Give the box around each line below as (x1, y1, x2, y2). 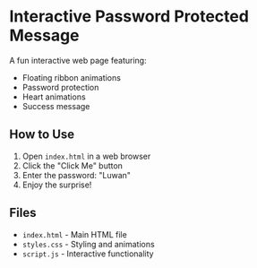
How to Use (9, 127, 75, 143)
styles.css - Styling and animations (21, 238, 155, 249)
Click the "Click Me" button (21, 160, 124, 171)
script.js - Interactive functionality (21, 248, 154, 259)
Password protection (21, 82, 99, 92)
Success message (21, 100, 90, 111)
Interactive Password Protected (9, 6, 249, 27)
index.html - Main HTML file (21, 229, 127, 239)
